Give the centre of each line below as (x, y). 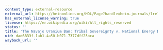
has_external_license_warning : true (42, 18)
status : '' (16, 27)
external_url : (19, 14)
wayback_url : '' (21, 40)
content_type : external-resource (39, 9)
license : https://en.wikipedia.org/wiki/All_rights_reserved (68, 23)
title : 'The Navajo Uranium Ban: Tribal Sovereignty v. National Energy (80, 31)
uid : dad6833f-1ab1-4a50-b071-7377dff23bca (50, 36)
